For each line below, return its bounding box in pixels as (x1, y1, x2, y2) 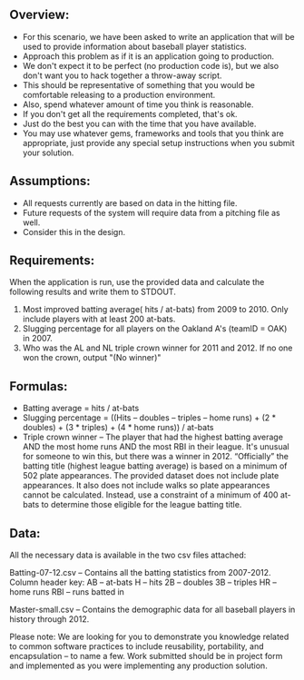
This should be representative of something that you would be (22, 79, 256, 90)
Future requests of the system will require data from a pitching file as (22, 207, 280, 218)
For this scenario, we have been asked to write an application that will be (22, 31, 295, 42)
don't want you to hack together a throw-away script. (22, 70, 222, 81)
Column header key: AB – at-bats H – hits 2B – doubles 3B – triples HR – (9, 577, 277, 588)
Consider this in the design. (22, 226, 125, 237)
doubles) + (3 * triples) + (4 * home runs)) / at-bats (22, 422, 215, 433)
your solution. (22, 147, 74, 158)
